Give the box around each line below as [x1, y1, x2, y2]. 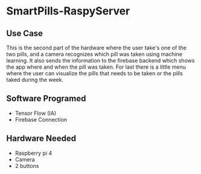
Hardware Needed [6, 134, 77, 144]
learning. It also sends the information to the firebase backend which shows [6, 57, 195, 64]
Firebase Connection [14, 116, 68, 123]
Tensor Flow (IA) [14, 110, 56, 117]
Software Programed [6, 93, 86, 104]
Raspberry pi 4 [14, 149, 53, 157]
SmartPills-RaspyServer [6, 4, 130, 18]
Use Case [6, 28, 43, 39]
